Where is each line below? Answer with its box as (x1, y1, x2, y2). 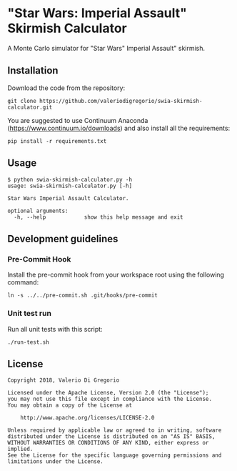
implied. (7, 445, 34, 453)
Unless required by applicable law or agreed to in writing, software (7, 427, 222, 434)
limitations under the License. (7, 458, 104, 465)
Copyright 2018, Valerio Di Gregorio (7, 377, 120, 384)
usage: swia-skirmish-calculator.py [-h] (7, 182, 133, 189)
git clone (7, 97, 37, 104)
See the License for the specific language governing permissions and (7, 452, 222, 459)
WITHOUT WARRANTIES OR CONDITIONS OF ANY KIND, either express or (7, 440, 209, 447)
